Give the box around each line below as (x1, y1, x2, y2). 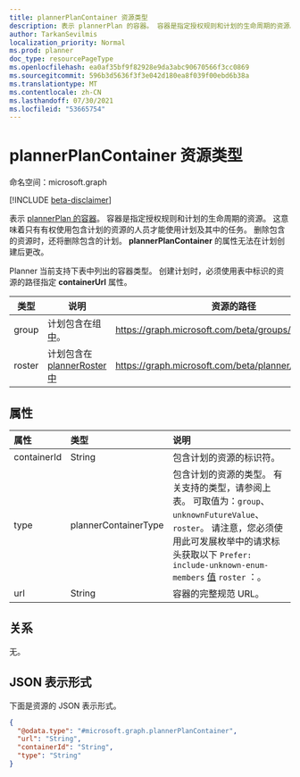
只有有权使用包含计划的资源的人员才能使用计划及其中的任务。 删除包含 (24, 224, 286, 235)
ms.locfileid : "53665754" (9, 104, 105, 113)
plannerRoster (47, 359, 107, 372)
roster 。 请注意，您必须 (172, 522, 275, 534)
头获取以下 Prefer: (172, 548, 253, 561)
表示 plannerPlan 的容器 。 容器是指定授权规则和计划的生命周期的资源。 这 (9, 213, 281, 224)
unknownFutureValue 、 (172, 508, 265, 521)
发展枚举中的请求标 (199, 535, 280, 547)
